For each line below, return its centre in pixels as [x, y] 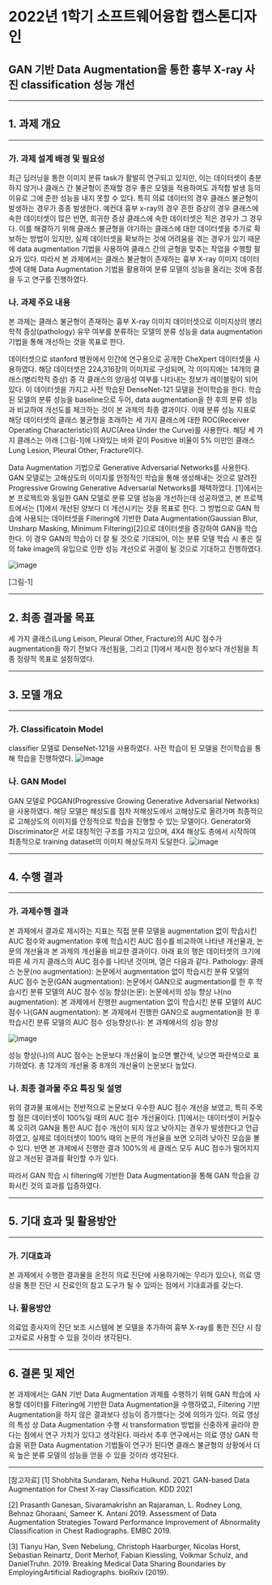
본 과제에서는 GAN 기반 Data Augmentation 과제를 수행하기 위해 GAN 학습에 [130, 1394]
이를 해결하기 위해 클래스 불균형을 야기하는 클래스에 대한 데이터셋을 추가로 [136, 229]
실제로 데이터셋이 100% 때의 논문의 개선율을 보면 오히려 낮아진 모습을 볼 [146, 1138]
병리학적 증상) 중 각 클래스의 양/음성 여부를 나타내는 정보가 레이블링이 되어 [141, 379]
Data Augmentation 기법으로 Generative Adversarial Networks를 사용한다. [129, 468]
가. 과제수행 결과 [38, 912]
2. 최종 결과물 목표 [51, 618]
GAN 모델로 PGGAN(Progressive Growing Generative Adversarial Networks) [134, 801]
